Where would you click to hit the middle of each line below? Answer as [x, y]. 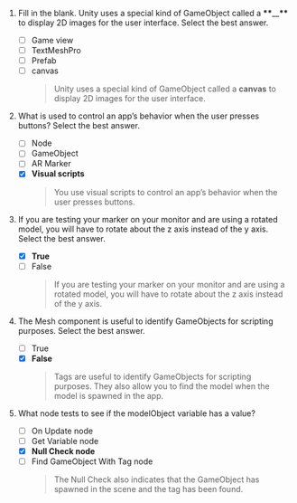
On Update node [62, 431]
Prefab [44, 61]
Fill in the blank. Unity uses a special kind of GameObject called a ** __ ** [153, 13]
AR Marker [51, 164]
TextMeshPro [56, 51]
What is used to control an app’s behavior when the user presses [139, 116]
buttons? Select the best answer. [79, 126]
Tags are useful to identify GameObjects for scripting [153, 376]
